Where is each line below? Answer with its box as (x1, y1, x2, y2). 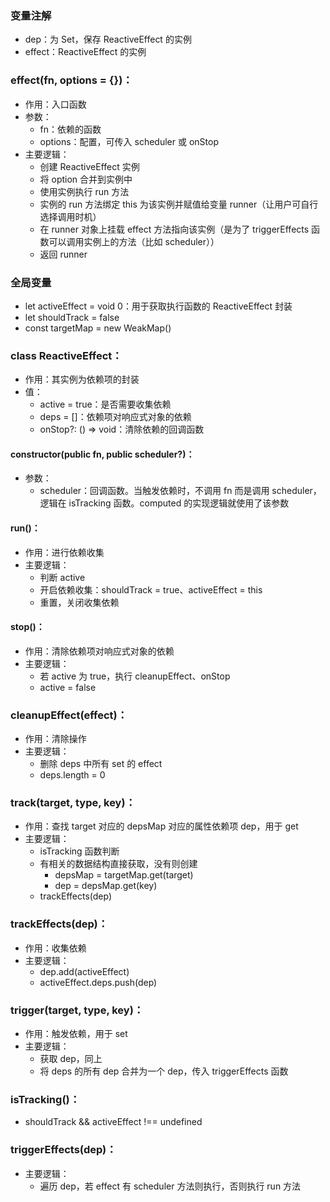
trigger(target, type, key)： (10, 1003, 145, 1017)
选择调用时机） (39, 210, 102, 222)
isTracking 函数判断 (39, 845, 120, 857)
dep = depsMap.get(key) (54, 880, 158, 892)
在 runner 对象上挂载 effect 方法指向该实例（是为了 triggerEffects (39, 223, 310, 235)
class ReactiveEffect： (10, 348, 123, 362)
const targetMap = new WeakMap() (24, 322, 172, 334)
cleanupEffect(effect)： (10, 708, 128, 722)
